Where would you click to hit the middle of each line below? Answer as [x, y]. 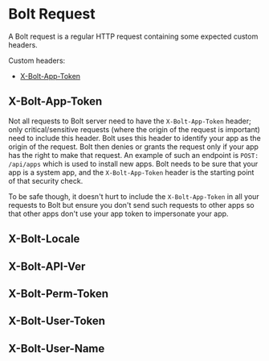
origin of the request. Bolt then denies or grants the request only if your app [134, 147]
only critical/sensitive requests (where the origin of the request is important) [134, 129]
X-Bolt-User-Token [57, 321]
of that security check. [46, 180]
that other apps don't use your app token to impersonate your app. [118, 214]
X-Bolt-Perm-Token [58, 294]
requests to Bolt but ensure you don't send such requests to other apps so [131, 205]
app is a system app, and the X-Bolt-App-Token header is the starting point [131, 172]
